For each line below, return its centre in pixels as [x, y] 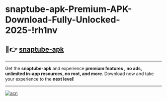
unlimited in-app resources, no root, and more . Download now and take [80, 74]
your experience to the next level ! [40, 79]
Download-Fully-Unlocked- [63, 20]
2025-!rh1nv [32, 30]
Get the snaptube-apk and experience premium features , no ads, [74, 68]
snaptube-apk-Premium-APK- [69, 9]
